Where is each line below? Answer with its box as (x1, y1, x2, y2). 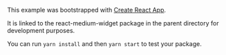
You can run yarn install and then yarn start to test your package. (7, 40, 202, 47)
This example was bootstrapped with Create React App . (7, 6, 167, 14)
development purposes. (7, 27, 75, 34)
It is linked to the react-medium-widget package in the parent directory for (7, 19, 219, 27)
